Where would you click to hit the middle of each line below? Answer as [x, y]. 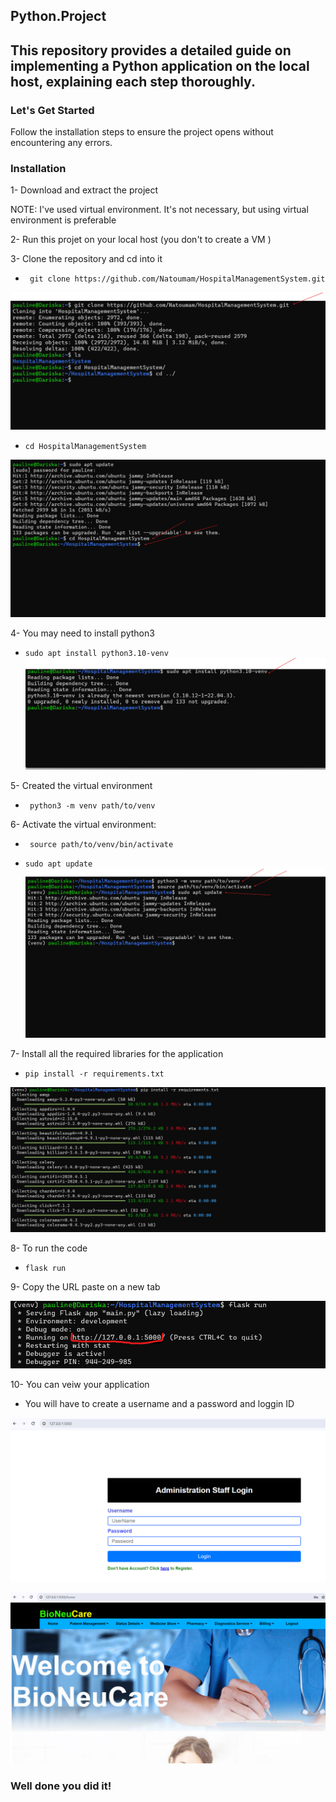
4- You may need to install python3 [82, 633]
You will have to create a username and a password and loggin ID [159, 1403]
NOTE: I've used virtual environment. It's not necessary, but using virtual [159, 210]
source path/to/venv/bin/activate [101, 844]
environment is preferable [63, 220]
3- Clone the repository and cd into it [86, 259]
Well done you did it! [61, 1786]
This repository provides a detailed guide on [151, 50]
